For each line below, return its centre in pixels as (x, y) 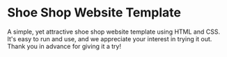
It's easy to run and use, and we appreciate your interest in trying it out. (110, 38)
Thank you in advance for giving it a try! (64, 46)
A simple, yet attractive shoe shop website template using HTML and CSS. (114, 32)
